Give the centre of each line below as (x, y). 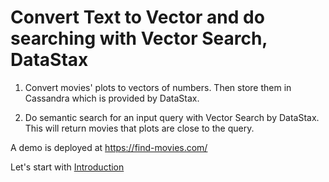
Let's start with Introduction (67, 167)
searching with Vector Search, (139, 38)
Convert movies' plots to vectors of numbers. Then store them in (158, 87)
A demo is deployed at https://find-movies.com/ (109, 147)
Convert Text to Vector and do (137, 17)
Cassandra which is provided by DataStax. (112, 98)
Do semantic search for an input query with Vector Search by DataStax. (172, 117)
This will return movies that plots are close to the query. (139, 128)
